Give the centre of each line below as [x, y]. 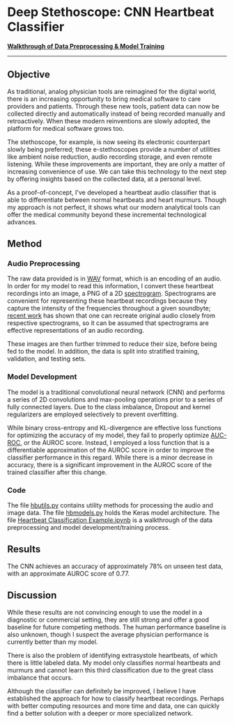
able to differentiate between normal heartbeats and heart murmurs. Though [117, 200]
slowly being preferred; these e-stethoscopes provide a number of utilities [114, 149]
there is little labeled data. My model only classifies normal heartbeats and [114, 663]
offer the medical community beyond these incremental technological [107, 214]
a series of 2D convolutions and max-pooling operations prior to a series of [115, 399]
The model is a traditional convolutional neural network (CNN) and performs [116, 392]
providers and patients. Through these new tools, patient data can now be [113, 106]
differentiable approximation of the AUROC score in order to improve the [111, 450]
